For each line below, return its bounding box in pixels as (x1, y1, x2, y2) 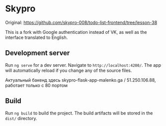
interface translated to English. (5, 34, 68, 40)
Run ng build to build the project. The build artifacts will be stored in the (5, 110, 153, 116)
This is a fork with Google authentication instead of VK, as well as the (5, 29, 147, 35)
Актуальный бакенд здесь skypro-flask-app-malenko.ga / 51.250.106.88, (5, 77, 156, 83)
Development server (5, 49, 70, 57)
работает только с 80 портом (5, 82, 68, 88)
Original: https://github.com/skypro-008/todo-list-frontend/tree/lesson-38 (5, 19, 158, 25)
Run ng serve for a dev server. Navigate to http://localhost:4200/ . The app (5, 62, 162, 68)
